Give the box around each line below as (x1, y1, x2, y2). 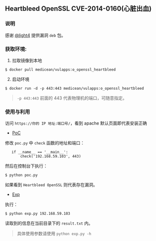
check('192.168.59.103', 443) (20, 154, 81, 159)
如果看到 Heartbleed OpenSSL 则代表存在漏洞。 (5, 182, 98, 188)
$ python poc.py (5, 173, 38, 178)
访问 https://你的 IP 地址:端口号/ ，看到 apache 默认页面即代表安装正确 (5, 120, 147, 126)
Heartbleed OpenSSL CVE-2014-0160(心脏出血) (5, 4, 152, 13)
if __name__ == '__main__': (11, 150, 68, 155)
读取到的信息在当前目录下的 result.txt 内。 (5, 220, 93, 226)
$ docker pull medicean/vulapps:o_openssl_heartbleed (5, 67, 116, 72)
